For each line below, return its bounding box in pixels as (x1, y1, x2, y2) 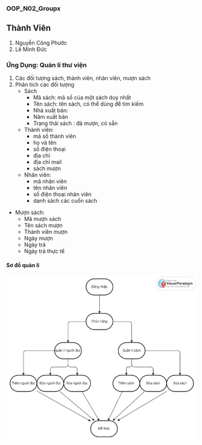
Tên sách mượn (24, 222, 63, 229)
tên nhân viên (33, 184, 68, 192)
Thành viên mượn (24, 228, 68, 236)
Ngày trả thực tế (24, 248, 65, 255)
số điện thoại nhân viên (33, 191, 92, 198)
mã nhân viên (33, 178, 67, 185)
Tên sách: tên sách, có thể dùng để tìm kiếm (33, 100, 144, 107)
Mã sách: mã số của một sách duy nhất (33, 94, 131, 101)
